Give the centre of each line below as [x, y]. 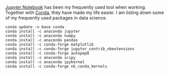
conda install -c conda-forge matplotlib [50, 44]
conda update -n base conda [35, 27]
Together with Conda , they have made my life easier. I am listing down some [85, 12]
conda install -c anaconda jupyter [43, 31]
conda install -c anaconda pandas [42, 40]
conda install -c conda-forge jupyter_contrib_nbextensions [70, 49]
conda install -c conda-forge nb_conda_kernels [56, 66]
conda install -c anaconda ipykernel [45, 62]
